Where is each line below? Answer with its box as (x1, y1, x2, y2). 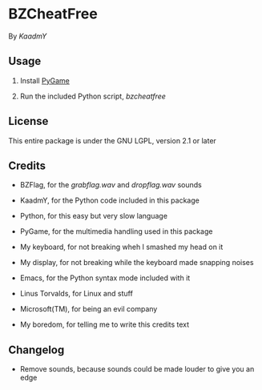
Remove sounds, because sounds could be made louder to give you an (19, 364, 255, 374)
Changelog (8, 343, 65, 356)
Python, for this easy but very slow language (19, 211, 168, 221)
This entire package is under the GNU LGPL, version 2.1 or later (8, 135, 216, 145)
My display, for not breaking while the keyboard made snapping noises (19, 258, 254, 267)
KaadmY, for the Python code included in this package (19, 195, 200, 205)
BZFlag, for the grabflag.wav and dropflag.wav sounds (19, 180, 202, 190)
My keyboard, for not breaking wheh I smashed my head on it (19, 242, 224, 252)
